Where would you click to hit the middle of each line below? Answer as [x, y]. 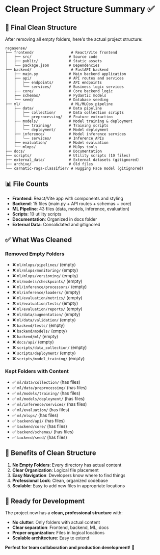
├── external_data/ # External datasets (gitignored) [72, 160]
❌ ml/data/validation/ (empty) [44, 319]
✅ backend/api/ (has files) [39, 421]
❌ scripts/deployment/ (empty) [44, 353]
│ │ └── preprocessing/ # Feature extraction [59, 117]
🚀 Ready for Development [45, 501]
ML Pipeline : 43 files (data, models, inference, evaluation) [71, 209]
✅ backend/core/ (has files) [40, 426]
